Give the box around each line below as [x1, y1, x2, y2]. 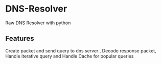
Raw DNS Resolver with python [5, 20, 71, 26]
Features [5, 34, 34, 43]
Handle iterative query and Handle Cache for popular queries [5, 53, 134, 59]
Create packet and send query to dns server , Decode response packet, [5, 47, 157, 53]
